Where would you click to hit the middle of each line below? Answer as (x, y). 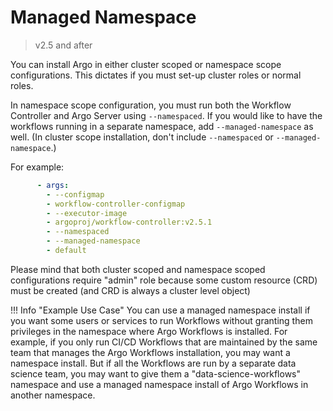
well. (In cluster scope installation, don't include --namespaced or (142, 137)
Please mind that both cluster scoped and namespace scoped (138, 269)
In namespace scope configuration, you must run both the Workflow (151, 105)
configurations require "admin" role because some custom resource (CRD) (164, 280)
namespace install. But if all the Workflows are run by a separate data (153, 363)
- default (66, 251)
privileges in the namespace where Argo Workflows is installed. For (149, 331)
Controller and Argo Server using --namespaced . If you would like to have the (166, 115)
